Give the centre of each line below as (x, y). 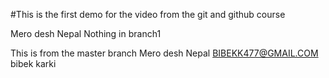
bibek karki (33, 63)
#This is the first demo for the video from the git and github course (148, 14)
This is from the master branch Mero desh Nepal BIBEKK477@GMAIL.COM (164, 53)
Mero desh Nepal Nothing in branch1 (86, 33)
